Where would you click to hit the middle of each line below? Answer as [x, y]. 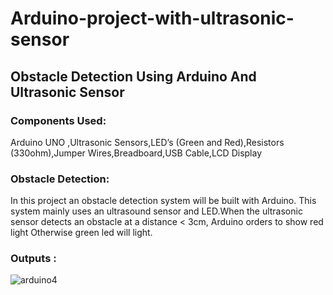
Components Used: [58, 120]
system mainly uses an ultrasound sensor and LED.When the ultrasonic [156, 211]
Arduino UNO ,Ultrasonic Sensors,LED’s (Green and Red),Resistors [147, 142]
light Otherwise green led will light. [81, 233]
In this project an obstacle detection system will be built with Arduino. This [163, 201]
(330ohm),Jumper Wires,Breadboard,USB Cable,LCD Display [136, 153]
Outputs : [33, 259]
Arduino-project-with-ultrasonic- [152, 18]
